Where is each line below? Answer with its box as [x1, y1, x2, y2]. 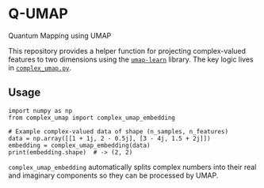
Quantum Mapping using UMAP [8, 31, 112, 40]
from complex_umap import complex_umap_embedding [8, 114, 176, 122]
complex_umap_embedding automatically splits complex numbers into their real [8, 162, 257, 171]
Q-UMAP [8, 5, 69, 23]
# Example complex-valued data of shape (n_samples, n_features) [8, 127, 228, 135]
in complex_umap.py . [8, 62, 72, 72]
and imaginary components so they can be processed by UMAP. [8, 171, 219, 180]
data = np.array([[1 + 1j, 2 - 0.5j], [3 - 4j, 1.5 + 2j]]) [8, 134, 212, 142]
